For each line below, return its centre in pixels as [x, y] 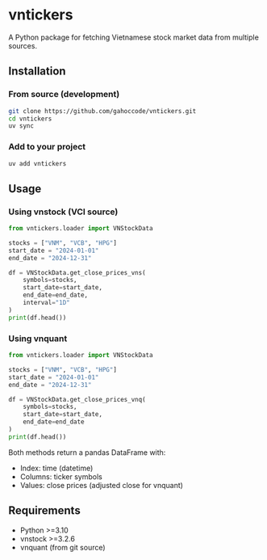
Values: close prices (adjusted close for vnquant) [102, 485]
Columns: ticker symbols [61, 476]
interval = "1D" [46, 303]
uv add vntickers [38, 163]
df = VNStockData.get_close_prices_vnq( [77, 399]
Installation [37, 72]
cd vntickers [30, 119]
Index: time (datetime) [56, 468]
